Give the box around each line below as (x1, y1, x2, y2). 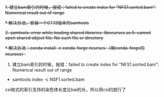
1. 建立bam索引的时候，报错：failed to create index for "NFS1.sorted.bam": (5, 4, 156, 10)
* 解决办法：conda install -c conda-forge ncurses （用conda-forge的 (5, 45, 145, 50)
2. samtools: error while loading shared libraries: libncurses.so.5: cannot (5, 30, 151, 35)
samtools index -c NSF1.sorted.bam (12, 76, 85, 82)
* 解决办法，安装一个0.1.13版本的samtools (5, 20, 89, 25)
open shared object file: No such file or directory (5, 35, 104, 41)
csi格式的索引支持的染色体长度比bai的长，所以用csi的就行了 (5, 87, 126, 92)
